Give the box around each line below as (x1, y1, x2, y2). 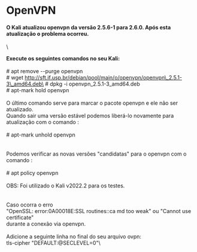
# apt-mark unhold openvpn (6, 131, 76, 138)
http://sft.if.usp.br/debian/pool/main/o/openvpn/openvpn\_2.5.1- (25, 74, 183, 81)
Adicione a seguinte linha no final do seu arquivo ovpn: (6, 233, 142, 240)
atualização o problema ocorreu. (6, 30, 89, 37)
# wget (6, 74, 24, 81)
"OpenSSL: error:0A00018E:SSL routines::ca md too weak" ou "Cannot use (6, 208, 192, 215)
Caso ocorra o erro (6, 201, 53, 208)
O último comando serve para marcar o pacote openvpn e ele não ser (6, 99, 178, 107)
